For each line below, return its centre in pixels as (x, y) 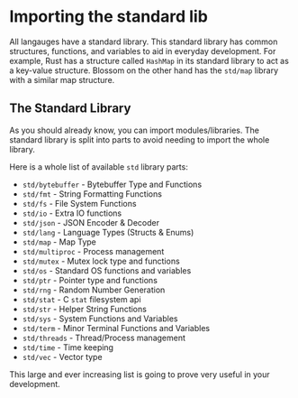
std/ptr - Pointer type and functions (90, 280)
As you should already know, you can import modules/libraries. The (134, 130)
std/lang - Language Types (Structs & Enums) (108, 232)
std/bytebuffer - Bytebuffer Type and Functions (112, 184)
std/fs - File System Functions (79, 203)
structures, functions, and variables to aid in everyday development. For (143, 51)
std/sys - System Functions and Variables (100, 319)
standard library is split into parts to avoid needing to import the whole (140, 139)
